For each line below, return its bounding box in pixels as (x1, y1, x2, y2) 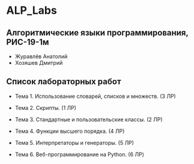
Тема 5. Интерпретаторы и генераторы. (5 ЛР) (14, 139, 134, 146)
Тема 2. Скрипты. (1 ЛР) (14, 104, 77, 111)
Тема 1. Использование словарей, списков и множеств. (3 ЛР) (14, 93, 176, 100)
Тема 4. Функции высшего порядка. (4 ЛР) (14, 127, 125, 135)
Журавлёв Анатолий (14, 53, 68, 60)
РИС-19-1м (6, 37, 49, 47)
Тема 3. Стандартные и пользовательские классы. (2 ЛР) (14, 115, 163, 123)
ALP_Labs (6, 4, 57, 17)
